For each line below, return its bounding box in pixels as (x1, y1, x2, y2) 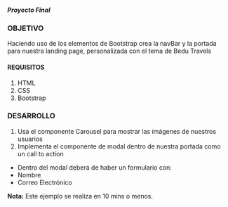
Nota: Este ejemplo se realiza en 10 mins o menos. (7, 192, 153, 200)
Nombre (17, 170, 41, 179)
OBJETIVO (7, 23, 44, 33)
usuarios (17, 134, 43, 143)
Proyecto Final (7, 6, 51, 14)
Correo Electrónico (17, 178, 72, 187)
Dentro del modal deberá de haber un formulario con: (17, 163, 172, 172)
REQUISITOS (7, 63, 45, 71)
